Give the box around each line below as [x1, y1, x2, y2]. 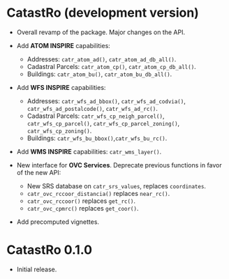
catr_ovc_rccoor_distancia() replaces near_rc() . [27, 189, 170, 197]
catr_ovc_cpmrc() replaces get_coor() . [27, 204, 139, 212]
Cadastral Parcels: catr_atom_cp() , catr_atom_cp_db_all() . [27, 62, 196, 70]
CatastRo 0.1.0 [6, 242, 92, 258]
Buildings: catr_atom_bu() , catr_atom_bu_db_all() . [27, 70, 172, 78]
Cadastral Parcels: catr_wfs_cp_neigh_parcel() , [27, 112, 165, 120]
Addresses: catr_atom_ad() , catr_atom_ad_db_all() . [27, 54, 177, 63]
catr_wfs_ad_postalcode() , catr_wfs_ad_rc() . [27, 104, 158, 112]
